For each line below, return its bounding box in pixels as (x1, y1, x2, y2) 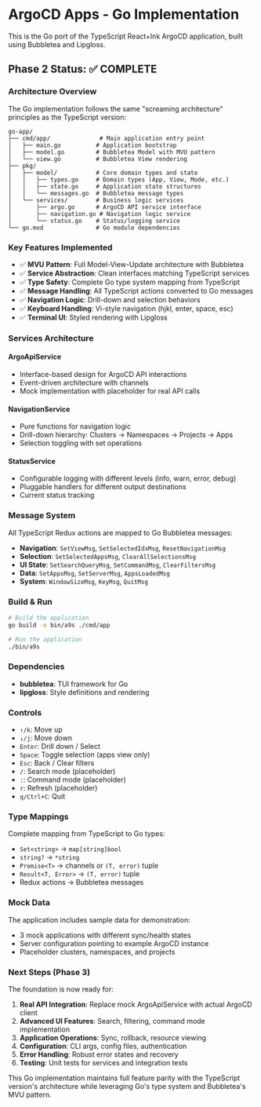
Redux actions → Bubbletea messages (19, 878, 144, 887)
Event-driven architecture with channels (19, 378, 149, 388)
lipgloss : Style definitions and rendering (19, 687, 150, 696)
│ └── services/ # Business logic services (8, 196, 184, 204)
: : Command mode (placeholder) (19, 775, 127, 784)
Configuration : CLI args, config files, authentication (19, 1042, 187, 1051)
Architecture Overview (8, 86, 97, 97)
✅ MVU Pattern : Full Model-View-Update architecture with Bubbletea (19, 259, 245, 269)
